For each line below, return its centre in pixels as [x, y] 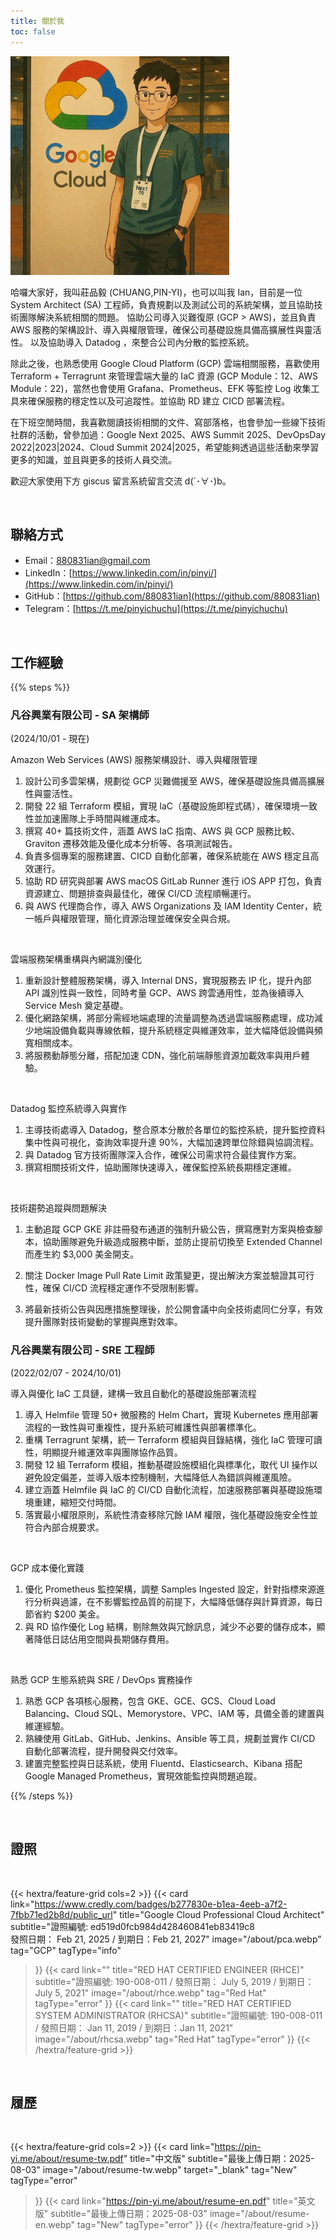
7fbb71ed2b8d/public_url [61, 1914]
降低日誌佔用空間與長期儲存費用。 [104, 1639]
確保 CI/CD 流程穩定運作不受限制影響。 [123, 1288]
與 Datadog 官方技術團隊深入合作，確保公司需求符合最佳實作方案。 [163, 1155]
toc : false [33, 31]
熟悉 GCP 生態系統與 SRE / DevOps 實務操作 [101, 1679]
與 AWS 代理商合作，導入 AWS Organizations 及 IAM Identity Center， [169, 906]
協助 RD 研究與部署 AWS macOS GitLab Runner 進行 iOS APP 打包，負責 [173, 881]
